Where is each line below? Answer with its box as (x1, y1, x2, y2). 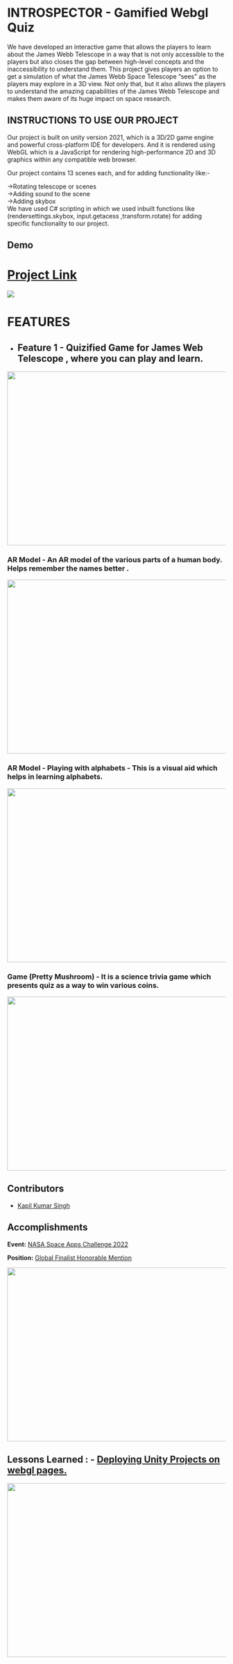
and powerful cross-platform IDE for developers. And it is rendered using (7, 141, 216, 149)
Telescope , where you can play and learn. (17, 353, 204, 365)
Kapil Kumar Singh (17, 1201, 71, 1210)
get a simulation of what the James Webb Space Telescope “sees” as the (7, 72, 216, 81)
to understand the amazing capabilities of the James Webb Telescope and (7, 87, 220, 95)
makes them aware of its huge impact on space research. (7, 94, 171, 102)
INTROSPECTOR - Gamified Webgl (7, 5, 209, 21)
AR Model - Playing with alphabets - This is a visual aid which (7, 763, 218, 773)
